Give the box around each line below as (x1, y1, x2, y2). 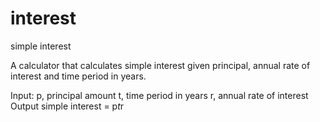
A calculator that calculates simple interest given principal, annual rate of (10, 59, 311, 71)
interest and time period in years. (10, 70, 147, 82)
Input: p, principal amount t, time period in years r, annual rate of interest (10, 89, 309, 101)
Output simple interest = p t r (10, 100, 125, 112)
